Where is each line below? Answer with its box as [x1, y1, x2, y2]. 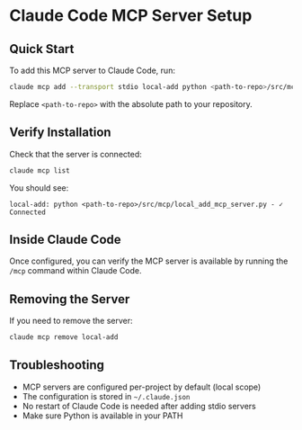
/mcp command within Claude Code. [9, 265, 142, 276]
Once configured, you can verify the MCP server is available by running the [9, 255, 289, 266]
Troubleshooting [9, 357, 105, 373]
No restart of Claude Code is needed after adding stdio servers [22, 400, 256, 411]
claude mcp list [9, 166, 70, 175]
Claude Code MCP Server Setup [9, 5, 253, 26]
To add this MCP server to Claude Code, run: [9, 65, 175, 76]
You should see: [9, 182, 69, 193]
